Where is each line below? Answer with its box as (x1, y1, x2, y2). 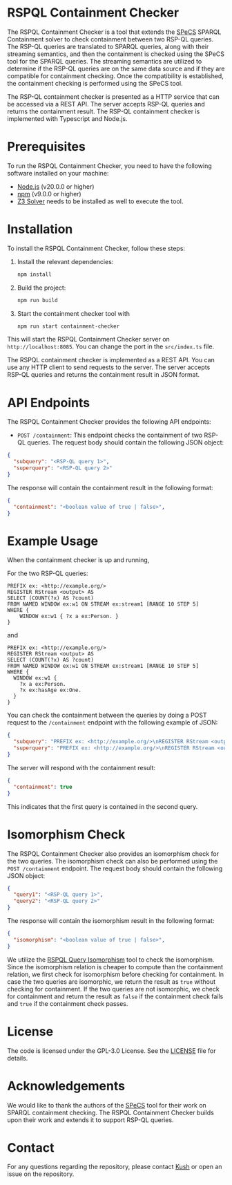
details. (7, 1054, 28, 1062)
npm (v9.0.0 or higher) (17, 189, 81, 198)
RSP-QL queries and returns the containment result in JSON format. (7, 371, 200, 379)
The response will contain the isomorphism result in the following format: (7, 917, 215, 924)
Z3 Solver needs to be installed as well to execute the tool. (17, 197, 184, 205)
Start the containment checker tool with (17, 309, 130, 317)
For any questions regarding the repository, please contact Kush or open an (7, 1163, 222, 1171)
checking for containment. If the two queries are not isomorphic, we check (7, 985, 220, 993)
